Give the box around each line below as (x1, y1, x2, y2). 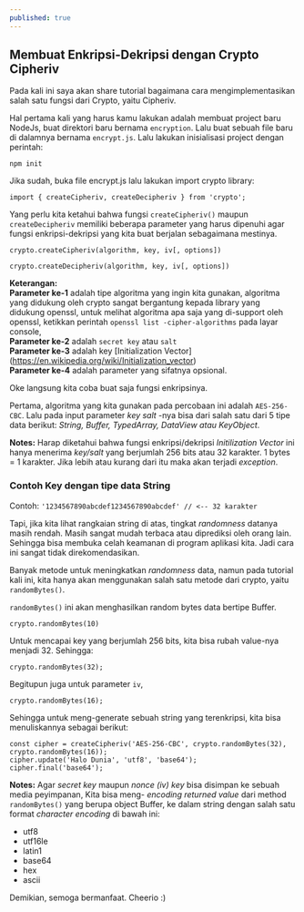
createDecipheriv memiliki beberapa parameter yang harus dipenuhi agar (9, 219, 285, 230)
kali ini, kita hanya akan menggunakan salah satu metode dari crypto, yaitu (9, 574, 289, 585)
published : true (9, 13, 71, 23)
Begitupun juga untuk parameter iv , (9, 678, 144, 689)
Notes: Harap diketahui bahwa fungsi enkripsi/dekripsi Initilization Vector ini (9, 437, 295, 448)
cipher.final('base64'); (9, 763, 104, 773)
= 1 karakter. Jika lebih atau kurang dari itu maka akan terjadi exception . (9, 456, 279, 467)
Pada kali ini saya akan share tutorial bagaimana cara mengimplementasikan (9, 86, 296, 97)
